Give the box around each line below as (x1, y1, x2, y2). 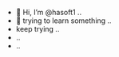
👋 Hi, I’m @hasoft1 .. (15, 8, 82, 17)
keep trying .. (15, 25, 60, 33)
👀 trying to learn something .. (15, 16, 112, 25)
